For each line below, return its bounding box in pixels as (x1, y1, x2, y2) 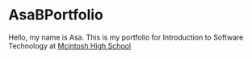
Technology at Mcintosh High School (8, 40, 132, 50)
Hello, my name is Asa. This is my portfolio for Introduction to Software (8, 32, 244, 42)
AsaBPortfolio (8, 6, 103, 24)
